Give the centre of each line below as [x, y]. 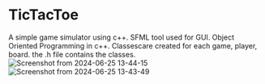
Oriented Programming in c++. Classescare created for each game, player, [133, 45]
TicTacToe [44, 15]
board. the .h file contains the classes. [72, 54]
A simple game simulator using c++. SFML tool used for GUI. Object [122, 37]
